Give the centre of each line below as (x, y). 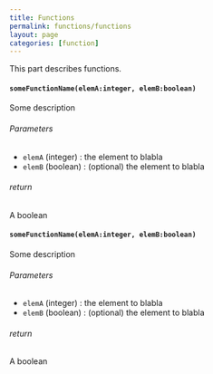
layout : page (34, 34)
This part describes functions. (66, 69)
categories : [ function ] (54, 43)
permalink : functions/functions (70, 26)
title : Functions (42, 18)
